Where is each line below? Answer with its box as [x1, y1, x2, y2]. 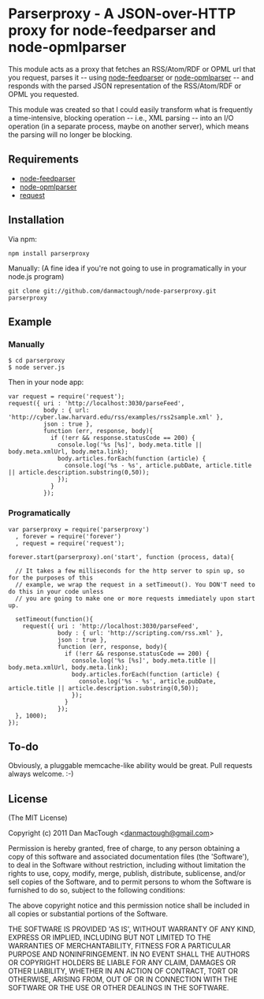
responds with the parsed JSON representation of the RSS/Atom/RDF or [8, 80, 242, 91]
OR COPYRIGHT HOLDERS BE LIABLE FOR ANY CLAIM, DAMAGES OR [8, 958, 236, 967]
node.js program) [8, 271, 65, 281]
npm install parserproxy [8, 249, 90, 257]
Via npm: [8, 234, 37, 244]
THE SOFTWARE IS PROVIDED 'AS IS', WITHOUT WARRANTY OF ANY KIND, [8, 924, 256, 934]
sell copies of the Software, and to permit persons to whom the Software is [8, 877, 252, 887]
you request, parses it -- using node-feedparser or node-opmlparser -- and [8, 73, 254, 82]
